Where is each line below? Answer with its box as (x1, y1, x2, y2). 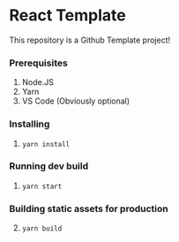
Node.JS (21, 77, 55, 88)
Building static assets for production (9, 202, 169, 215)
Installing (9, 118, 50, 130)
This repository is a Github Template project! (9, 35, 171, 45)
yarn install (21, 139, 71, 149)
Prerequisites (9, 57, 68, 69)
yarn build (21, 224, 63, 233)
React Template (9, 5, 126, 26)
